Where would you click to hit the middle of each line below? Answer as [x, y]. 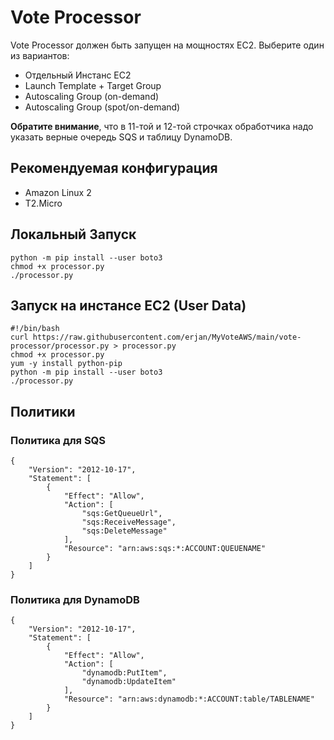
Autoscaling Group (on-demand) [92, 96]
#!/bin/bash [35, 329]
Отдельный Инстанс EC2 [78, 75]
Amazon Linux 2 [58, 192]
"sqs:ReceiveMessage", [129, 522]
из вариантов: [40, 55]
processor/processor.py [60, 346]
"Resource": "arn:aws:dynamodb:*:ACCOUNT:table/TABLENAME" [189, 699]
